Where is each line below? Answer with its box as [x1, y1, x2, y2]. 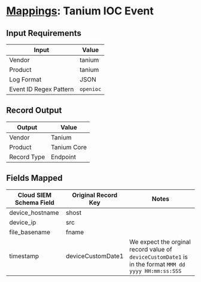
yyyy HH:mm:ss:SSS [129, 268, 182, 274]
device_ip [9, 218, 36, 226]
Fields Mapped [6, 173, 63, 183]
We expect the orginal [129, 238, 191, 246]
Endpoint [50, 153, 77, 161]
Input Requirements [6, 28, 82, 38]
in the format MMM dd [129, 260, 185, 268]
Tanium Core [50, 142, 87, 151]
